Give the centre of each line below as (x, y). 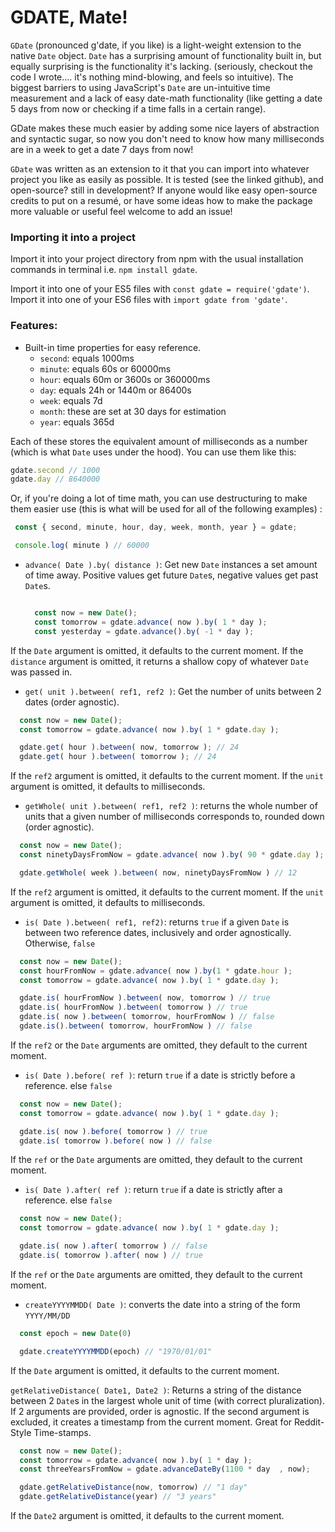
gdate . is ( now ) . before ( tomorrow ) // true (113, 1131)
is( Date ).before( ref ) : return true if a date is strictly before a (160, 1075)
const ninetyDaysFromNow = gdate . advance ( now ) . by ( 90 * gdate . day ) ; (172, 855)
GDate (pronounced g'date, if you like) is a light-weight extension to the (156, 45)
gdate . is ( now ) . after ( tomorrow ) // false (113, 1246)
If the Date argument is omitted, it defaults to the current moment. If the (157, 650)
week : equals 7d (71, 400)
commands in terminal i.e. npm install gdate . (104, 270)
